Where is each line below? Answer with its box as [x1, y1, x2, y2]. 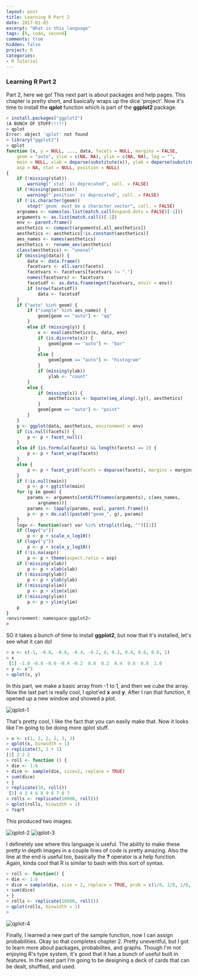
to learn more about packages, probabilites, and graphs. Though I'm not [6, 944, 181, 951]
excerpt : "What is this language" [6, 25, 91, 31]
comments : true [6, 36, 44, 42]
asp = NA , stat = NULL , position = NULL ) [16, 164, 120, 170]
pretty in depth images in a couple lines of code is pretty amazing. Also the [6, 846, 189, 854]
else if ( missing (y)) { [27, 324, 85, 330]
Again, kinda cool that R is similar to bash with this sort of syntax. [6, 859, 164, 867]
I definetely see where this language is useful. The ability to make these [6, 841, 180, 848]
